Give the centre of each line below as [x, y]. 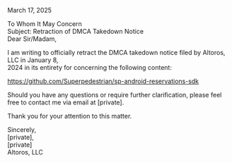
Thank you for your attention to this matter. [70, 116]
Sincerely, [22, 129]
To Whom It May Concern [45, 24]
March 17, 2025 [29, 10]
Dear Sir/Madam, [32, 39]
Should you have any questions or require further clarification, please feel [115, 95]
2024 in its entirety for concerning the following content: [89, 67]
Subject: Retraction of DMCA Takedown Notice [75, 31]
